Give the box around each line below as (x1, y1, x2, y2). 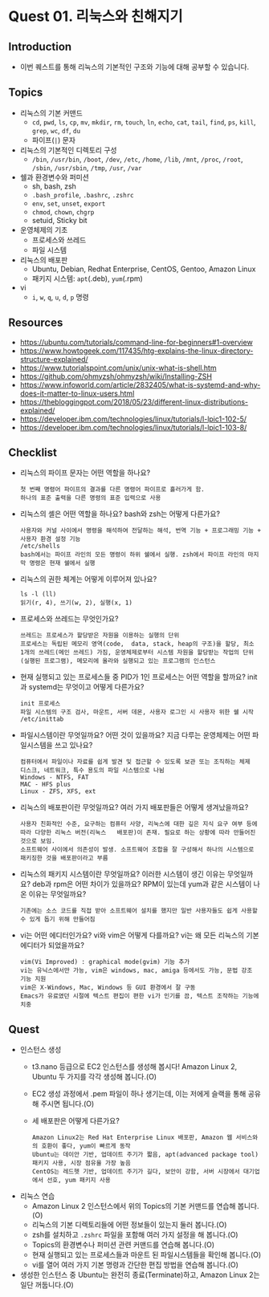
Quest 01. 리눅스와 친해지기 (8, 7, 183, 26)
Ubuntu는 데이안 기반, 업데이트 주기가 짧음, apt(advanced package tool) (31, 1151, 259, 1159)
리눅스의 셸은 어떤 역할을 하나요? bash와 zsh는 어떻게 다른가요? (19, 509, 221, 518)
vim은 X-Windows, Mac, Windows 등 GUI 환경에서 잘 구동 (19, 984, 196, 992)
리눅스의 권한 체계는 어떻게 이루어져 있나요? (19, 575, 157, 584)
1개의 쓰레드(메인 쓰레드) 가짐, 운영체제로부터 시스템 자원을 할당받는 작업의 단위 (19, 648, 255, 657)
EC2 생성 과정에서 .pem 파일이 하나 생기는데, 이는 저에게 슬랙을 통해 (31, 1089, 247, 1099)
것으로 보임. (19, 837, 55, 845)
